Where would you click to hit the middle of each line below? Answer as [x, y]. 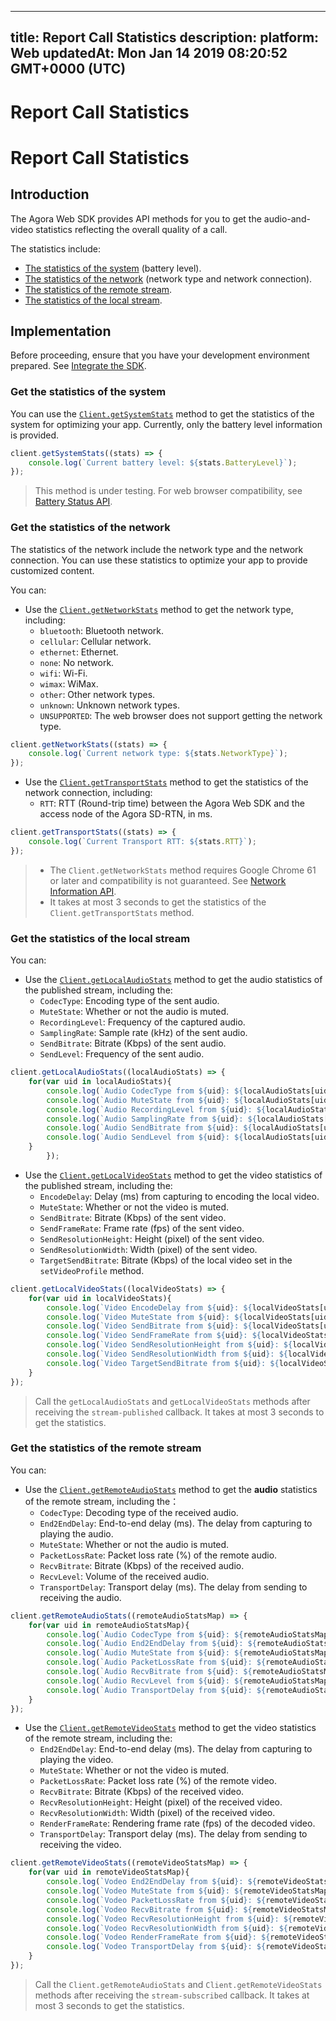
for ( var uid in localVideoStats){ [100, 1298]
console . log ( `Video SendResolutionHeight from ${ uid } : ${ [169, 1345]
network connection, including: [88, 793]
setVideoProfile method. [92, 1270]
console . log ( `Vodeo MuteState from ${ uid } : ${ [145, 1891]
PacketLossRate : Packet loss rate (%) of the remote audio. [158, 1555]
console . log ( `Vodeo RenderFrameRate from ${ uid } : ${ [158, 1937]
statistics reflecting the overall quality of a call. [131, 229]
